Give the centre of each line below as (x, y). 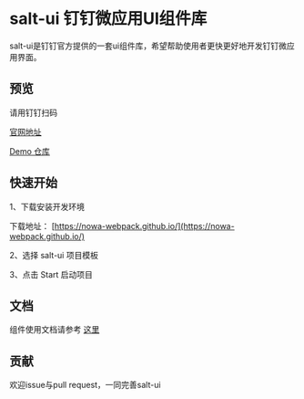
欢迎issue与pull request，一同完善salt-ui (85, 385)
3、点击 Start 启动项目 (51, 274)
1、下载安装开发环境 (47, 206)
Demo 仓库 (30, 151)
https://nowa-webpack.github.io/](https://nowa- (144, 226)
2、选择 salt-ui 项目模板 (54, 255)
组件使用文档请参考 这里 (55, 330)
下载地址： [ (32, 226)
